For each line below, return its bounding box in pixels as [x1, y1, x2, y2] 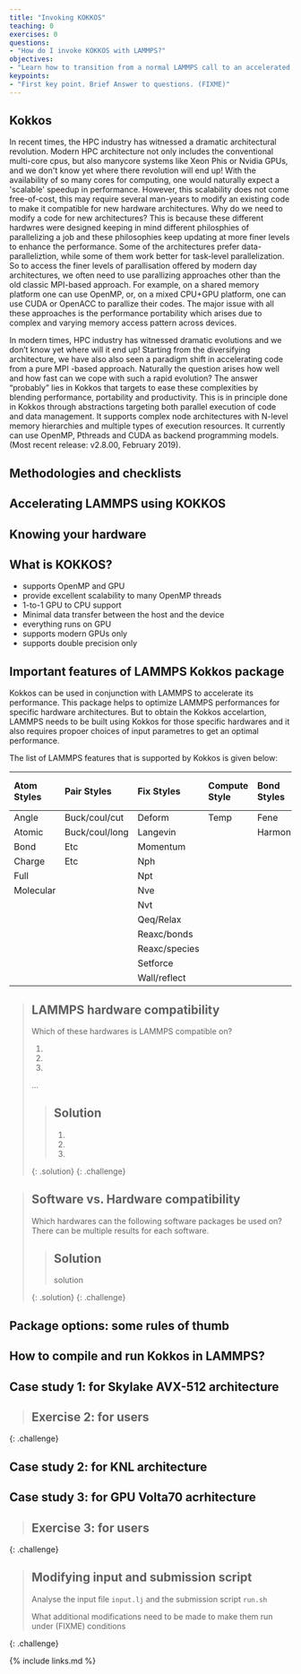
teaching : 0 [9, 22, 54, 30]
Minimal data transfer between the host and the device [21, 609, 225, 620]
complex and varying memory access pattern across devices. [9, 317, 237, 328]
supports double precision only [21, 638, 138, 649]
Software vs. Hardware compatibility [30, 1192, 241, 1207]
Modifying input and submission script [30, 1570, 253, 1585]
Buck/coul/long [64, 826, 129, 839]
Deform [137, 812, 170, 824]
